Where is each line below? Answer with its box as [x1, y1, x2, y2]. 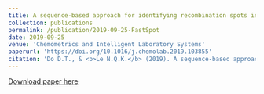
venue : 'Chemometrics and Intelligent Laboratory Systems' [8, 41, 206, 49]
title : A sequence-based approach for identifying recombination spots [8, 11, 247, 20]
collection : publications [8, 19, 93, 27]
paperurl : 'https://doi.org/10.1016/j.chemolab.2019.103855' [8, 48, 213, 56]
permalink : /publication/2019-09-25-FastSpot [8, 26, 159, 34]
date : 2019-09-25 [8, 33, 65, 42]
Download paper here [8, 76, 79, 86]
